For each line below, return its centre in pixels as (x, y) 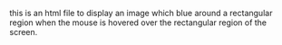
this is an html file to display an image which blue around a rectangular (141, 13)
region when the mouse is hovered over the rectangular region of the (138, 22)
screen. (24, 32)
